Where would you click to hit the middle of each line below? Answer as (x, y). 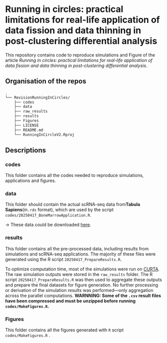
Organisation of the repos (46, 81)
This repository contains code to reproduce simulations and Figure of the (80, 55)
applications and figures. (31, 180)
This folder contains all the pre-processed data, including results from (77, 248)
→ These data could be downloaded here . (48, 225)
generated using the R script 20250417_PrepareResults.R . (64, 259)
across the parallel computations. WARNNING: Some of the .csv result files (83, 295)
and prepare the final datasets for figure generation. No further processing (82, 285)
